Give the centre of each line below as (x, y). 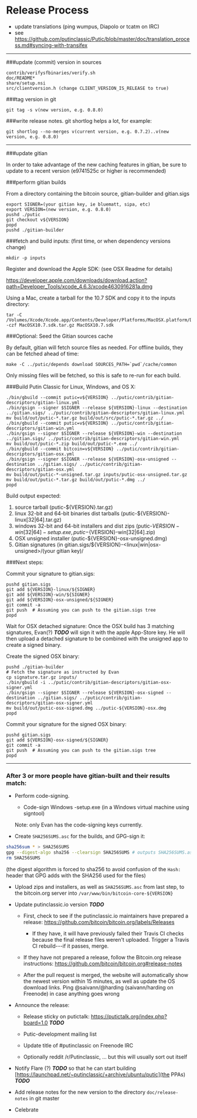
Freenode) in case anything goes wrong (72, 993)
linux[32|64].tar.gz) (38, 519)
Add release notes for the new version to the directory (80, 1092)
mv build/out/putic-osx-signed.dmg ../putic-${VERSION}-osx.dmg (86, 708)
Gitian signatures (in (39, 545)
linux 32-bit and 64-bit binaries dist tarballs (67, 513)
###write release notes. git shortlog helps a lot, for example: (79, 120)
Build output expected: (33, 496)
